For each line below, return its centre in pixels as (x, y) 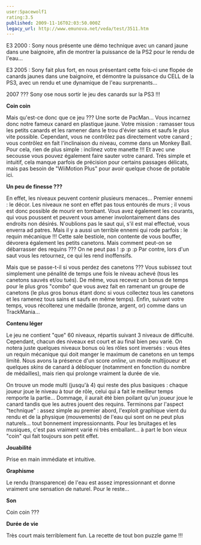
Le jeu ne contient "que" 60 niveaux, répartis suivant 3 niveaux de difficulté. (100, 335)
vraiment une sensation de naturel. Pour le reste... (68, 489)
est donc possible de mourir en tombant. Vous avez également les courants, (100, 211)
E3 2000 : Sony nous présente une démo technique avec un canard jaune (97, 46)
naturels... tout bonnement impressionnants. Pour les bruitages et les (91, 423)
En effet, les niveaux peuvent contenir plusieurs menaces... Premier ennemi (100, 198)
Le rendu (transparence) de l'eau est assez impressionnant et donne (91, 483)
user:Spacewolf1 (26, 12)
